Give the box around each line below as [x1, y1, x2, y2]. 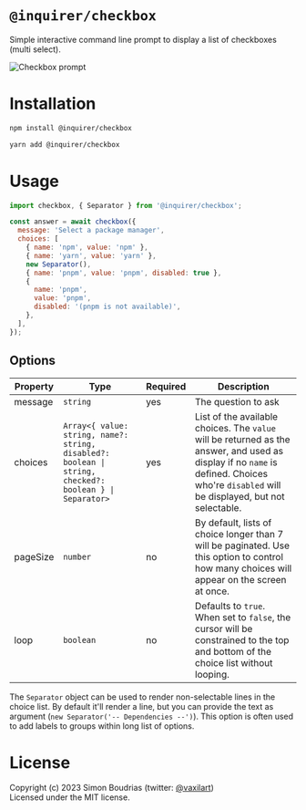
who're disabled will [194, 478, 281, 491]
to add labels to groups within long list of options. [9, 720, 195, 732]
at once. [194, 585, 230, 597]
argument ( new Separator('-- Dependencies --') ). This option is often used [9, 711, 294, 722]
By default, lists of [194, 516, 272, 529]
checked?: [63, 475, 106, 485]
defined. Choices [194, 467, 269, 480]
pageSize [14, 550, 55, 563]
